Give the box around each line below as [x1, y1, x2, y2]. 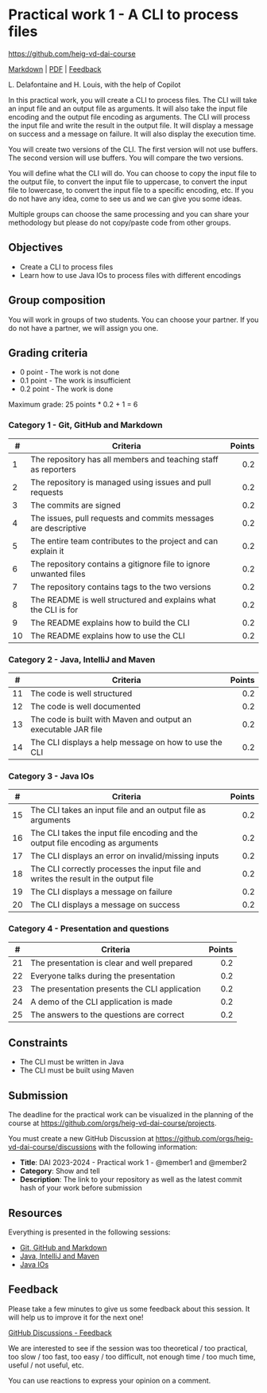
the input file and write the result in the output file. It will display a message [8, 120, 254, 130]
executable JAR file [30, 724, 103, 735]
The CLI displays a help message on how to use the [30, 736, 222, 748]
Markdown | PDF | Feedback [8, 64, 102, 73]
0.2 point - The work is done [19, 384, 114, 394]
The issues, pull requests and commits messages [30, 512, 215, 524]
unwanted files [30, 568, 86, 579]
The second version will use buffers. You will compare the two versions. [8, 153, 244, 163]
